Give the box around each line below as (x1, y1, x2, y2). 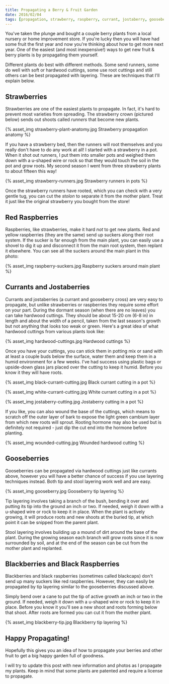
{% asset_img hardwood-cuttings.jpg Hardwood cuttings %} (5, 338, 131, 344)
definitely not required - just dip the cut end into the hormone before (5, 424, 147, 430)
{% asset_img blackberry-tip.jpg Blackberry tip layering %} (5, 619, 128, 626)
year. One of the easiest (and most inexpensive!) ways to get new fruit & (5, 46, 155, 53)
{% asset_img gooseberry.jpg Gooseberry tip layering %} (5, 488, 124, 494)
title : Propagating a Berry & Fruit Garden (5, 7, 98, 13)
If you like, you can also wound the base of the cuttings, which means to (5, 408, 155, 414)
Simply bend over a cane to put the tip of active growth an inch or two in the (5, 593, 163, 600)
